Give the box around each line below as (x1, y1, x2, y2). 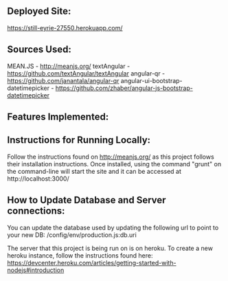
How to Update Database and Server (7, 194, 166, 206)
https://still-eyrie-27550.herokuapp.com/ (7, 23, 123, 32)
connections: (7, 205, 65, 217)
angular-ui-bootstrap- (120, 76, 183, 85)
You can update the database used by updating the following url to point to (7, 223, 219, 232)
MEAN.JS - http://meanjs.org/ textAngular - (7, 62, 130, 70)
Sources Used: (7, 44, 72, 56)
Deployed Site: (7, 5, 71, 17)
